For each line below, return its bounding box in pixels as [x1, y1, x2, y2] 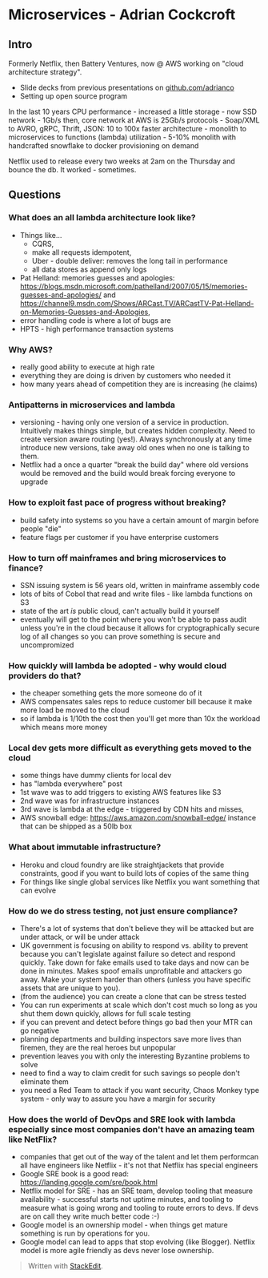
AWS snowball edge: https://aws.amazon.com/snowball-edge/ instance [19, 813, 257, 823]
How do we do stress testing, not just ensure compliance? [8, 905, 238, 917]
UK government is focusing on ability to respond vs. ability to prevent [19, 941, 249, 950]
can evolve [19, 885, 57, 895]
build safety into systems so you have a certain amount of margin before [19, 515, 259, 525]
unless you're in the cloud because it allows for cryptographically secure [19, 623, 260, 632]
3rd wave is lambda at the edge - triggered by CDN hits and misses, [19, 804, 244, 814]
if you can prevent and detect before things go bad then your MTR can [19, 1018, 254, 1027]
